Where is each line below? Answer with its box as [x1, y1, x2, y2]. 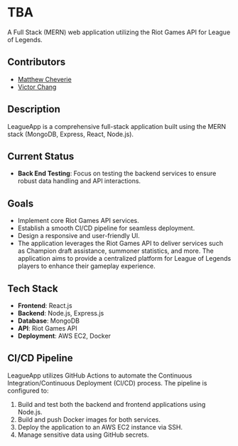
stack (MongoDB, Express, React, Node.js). [7, 130, 134, 138]
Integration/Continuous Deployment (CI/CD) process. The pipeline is [7, 378, 207, 387]
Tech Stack [7, 282, 58, 294]
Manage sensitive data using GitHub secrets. [17, 430, 149, 439]
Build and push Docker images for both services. [17, 415, 161, 424]
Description [7, 103, 60, 115]
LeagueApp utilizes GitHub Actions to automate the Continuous [7, 371, 193, 380]
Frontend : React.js [17, 301, 72, 310]
